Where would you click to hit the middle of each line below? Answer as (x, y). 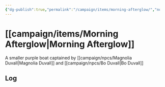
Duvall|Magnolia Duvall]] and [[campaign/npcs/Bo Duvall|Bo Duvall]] (74, 63)
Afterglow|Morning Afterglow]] (70, 44)
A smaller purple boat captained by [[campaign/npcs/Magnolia (69, 58)
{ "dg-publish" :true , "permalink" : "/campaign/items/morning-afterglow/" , (80, 10)
